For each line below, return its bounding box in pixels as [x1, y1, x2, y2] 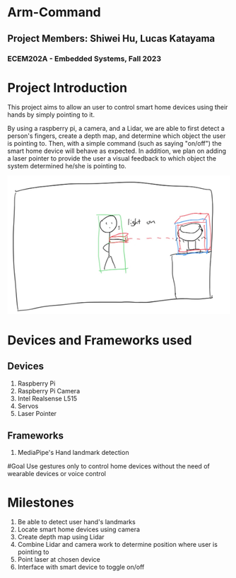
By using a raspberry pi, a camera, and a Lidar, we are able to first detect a [7, 125, 225, 133]
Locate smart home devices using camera [17, 525, 140, 534]
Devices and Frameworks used [7, 332, 192, 348]
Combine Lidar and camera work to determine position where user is [17, 541, 218, 549]
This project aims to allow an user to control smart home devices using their [7, 103, 228, 112]
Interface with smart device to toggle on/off [17, 563, 145, 572]
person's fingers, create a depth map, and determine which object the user [7, 132, 226, 140]
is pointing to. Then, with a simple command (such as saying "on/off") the [7, 139, 222, 148]
